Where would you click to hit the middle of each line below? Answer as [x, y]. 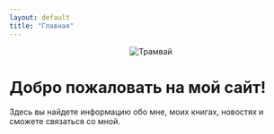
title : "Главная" [42, 26]
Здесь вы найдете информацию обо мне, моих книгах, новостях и [137, 112]
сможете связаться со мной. [65, 121]
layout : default [40, 17]
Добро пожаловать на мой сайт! [138, 87]
